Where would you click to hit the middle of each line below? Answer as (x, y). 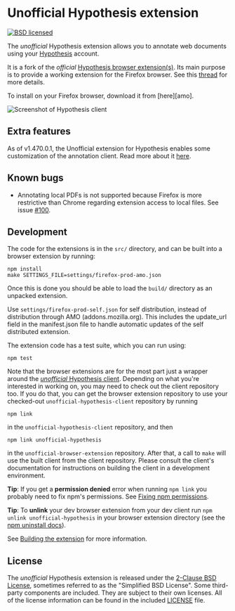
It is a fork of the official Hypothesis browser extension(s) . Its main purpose (116, 67)
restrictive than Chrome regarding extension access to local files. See (118, 202)
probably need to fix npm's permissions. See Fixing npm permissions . (108, 496)
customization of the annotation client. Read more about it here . (99, 155)
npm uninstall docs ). (37, 525)
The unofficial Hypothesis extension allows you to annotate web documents (117, 46)
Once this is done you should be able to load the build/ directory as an (110, 288)
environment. (26, 475)
